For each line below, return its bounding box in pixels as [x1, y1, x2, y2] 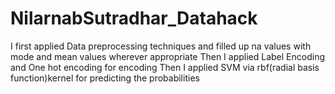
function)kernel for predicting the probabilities [10, 72, 200, 84]
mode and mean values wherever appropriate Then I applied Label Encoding [10, 50, 326, 62]
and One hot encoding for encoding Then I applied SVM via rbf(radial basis [10, 61, 320, 73]
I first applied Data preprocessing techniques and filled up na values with [10, 40, 312, 52]
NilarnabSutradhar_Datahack [10, 7, 258, 30]
